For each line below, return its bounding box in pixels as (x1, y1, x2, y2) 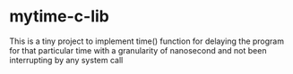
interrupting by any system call (9, 54, 124, 65)
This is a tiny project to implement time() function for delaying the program (9, 36, 285, 46)
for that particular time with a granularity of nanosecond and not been (9, 45, 267, 55)
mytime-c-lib (9, 6, 109, 27)
